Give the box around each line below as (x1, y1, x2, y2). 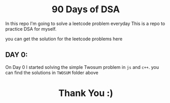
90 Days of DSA (52, 4, 120, 15)
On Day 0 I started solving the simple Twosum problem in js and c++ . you (5, 64, 159, 70)
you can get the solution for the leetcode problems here (5, 36, 123, 42)
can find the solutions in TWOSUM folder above (5, 69, 99, 75)
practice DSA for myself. (5, 25, 57, 32)
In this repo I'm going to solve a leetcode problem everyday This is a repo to (5, 20, 165, 27)
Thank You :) (58, 87, 113, 99)
